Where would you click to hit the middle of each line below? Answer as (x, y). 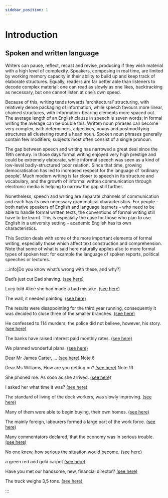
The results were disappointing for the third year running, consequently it (81, 308)
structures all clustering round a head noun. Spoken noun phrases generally (83, 134)
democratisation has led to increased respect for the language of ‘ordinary (82, 170)
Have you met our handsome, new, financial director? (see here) (71, 471)
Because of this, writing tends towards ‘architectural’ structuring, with (77, 102)
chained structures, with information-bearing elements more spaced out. (80, 112)
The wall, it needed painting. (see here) (46, 298)
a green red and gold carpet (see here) (45, 461)
